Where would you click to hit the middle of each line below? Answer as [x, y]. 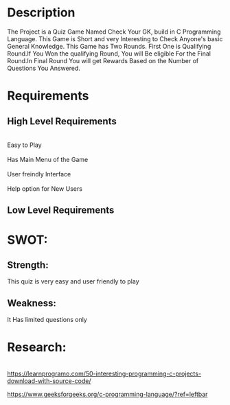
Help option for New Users [45, 188]
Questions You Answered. [44, 68]
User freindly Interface [39, 174]
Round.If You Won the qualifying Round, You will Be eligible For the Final [109, 54]
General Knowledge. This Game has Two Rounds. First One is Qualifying [109, 46]
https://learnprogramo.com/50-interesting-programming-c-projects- [104, 374]
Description [41, 13]
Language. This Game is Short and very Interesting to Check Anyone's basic [115, 38]
